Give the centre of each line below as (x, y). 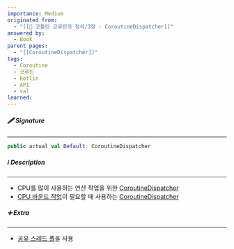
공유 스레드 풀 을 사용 (45, 238)
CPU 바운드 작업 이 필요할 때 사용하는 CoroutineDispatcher (98, 196)
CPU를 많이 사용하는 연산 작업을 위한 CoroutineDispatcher (98, 188)
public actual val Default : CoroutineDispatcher (79, 146)
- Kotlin (26, 78)
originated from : (32, 20)
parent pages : (28, 46)
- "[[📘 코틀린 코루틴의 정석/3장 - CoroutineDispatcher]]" (94, 26)
